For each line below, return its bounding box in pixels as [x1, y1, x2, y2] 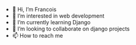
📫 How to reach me [12, 32, 63, 39]
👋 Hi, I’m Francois [12, 6, 57, 13]
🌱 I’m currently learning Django [12, 19, 91, 26]
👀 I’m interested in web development [12, 12, 105, 19]
